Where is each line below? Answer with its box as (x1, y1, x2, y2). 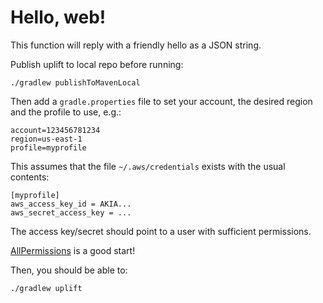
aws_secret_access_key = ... (10, 207, 132, 218)
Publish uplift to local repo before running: (10, 58, 184, 70)
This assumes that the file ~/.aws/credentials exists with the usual (10, 160, 286, 172)
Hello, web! (10, 6, 107, 29)
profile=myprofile (10, 142, 87, 153)
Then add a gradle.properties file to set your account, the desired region (10, 95, 313, 107)
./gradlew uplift (10, 283, 83, 293)
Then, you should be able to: (10, 264, 128, 276)
